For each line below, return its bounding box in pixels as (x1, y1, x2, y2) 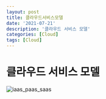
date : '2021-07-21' (6, 20, 56, 26)
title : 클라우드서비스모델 (6, 15, 63, 21)
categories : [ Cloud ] (6, 32, 59, 38)
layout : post (6, 9, 40, 15)
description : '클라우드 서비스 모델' (6, 26, 91, 32)
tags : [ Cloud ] (6, 37, 43, 43)
